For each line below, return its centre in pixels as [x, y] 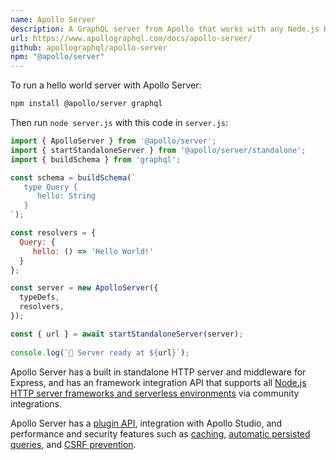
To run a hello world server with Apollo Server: [106, 85]
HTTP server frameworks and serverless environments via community [155, 393]
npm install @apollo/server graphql [86, 104]
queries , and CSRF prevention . [73, 444]
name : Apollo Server [53, 19]
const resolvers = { [53, 233]
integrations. [36, 403]
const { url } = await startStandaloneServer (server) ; [127, 334]
